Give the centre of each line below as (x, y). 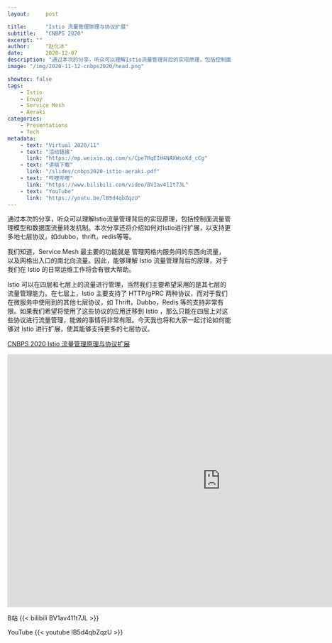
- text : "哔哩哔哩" (46, 178)
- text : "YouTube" (47, 191)
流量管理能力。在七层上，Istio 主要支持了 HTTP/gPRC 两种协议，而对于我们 (118, 293)
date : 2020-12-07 (43, 53)
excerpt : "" (25, 40)
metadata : (22, 138)
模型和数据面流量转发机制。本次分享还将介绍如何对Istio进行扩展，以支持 (119, 228)
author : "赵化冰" (38, 47)
